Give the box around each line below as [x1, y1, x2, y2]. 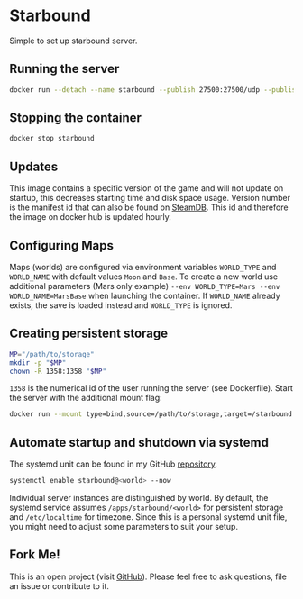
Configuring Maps [9, 238, 115, 253]
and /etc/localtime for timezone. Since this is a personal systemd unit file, [9, 511, 288, 522]
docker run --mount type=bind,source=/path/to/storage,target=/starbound [9, 410, 293, 419]
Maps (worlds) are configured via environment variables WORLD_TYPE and [9, 261, 277, 272]
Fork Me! [9, 547, 60, 563]
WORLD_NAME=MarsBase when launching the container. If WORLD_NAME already [9, 290, 281, 301]
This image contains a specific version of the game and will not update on [9, 183, 284, 194]
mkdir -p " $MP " [9, 358, 67, 368]
